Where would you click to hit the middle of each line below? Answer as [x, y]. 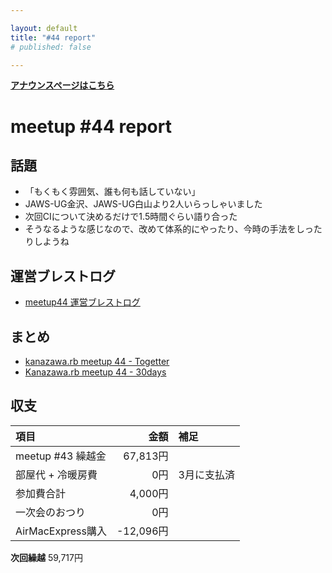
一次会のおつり [51, 512]
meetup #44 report [91, 126]
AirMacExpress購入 [61, 531]
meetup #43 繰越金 [61, 456]
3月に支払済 [206, 474]
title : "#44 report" [53, 37]
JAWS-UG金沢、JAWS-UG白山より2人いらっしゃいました [143, 204]
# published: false [51, 47]
